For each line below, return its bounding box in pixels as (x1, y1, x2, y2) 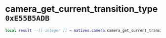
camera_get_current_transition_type (5, 3, 158, 15)
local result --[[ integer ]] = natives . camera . (5, 28, 107, 33)
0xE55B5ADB (5, 14, 50, 23)
